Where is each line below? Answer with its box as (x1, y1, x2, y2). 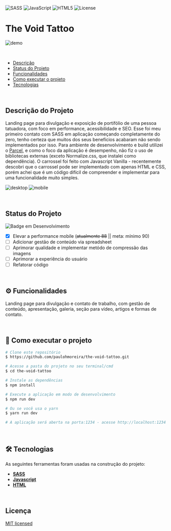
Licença (5, 506, 32, 516)
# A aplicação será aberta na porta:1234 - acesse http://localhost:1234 (5, 420, 166, 425)
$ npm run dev (5, 396, 36, 402)
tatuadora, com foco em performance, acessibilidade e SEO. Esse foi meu (5, 125, 161, 131)
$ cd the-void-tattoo (5, 369, 52, 374)
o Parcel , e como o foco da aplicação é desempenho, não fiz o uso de (5, 147, 153, 154)
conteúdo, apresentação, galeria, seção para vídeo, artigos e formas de (5, 306, 157, 312)
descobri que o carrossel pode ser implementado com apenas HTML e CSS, (5, 163, 166, 169)
